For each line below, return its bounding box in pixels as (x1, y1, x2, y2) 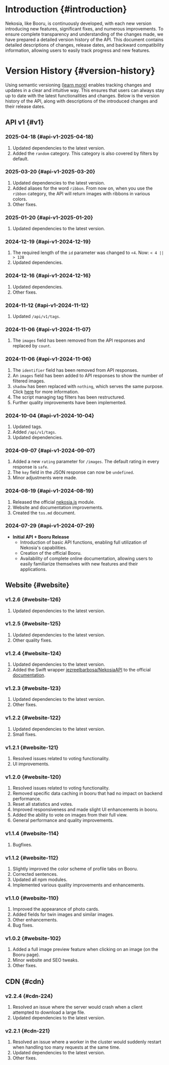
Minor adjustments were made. (12, 475, 77, 481)
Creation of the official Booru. (20, 550, 82, 556)
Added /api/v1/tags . (12, 429, 57, 435)
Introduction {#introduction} (5, 4, 127, 15)
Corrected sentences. (12, 871, 58, 877)
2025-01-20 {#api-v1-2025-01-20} (5, 214, 93, 221)
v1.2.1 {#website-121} (5, 744, 59, 751)
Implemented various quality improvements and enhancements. (12, 881, 145, 888)
